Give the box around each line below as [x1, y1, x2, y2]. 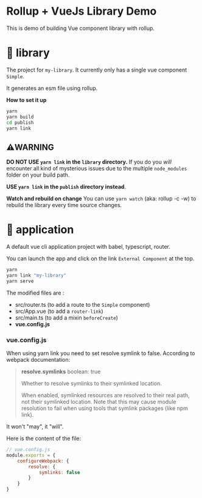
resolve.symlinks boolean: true [21, 368, 101, 375]
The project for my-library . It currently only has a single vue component [6, 66, 187, 73]
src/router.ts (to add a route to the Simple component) [15, 301, 150, 308]
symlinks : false [38, 469, 80, 475]
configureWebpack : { [17, 458, 69, 464]
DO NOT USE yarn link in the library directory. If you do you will [6, 158, 172, 166]
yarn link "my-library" [6, 273, 67, 279]
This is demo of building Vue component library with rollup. [6, 24, 155, 32]
